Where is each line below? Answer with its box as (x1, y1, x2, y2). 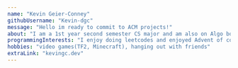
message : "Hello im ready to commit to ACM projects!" (7, 23, 173, 30)
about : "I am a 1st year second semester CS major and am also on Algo (7, 30, 223, 38)
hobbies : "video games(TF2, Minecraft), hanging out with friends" (7, 43, 211, 50)
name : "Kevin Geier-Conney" (7, 10, 91, 18)
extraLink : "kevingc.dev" (7, 50, 84, 57)
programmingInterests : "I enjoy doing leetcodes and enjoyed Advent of (7, 37, 223, 44)
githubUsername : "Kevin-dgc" (7, 17, 93, 24)
